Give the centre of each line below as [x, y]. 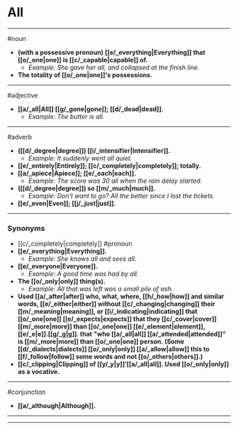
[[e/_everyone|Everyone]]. [57, 266]
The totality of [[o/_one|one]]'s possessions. [85, 74]
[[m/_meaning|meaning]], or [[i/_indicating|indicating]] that [107, 312]
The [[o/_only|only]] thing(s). [62, 281]
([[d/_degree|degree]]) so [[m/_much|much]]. [86, 188]
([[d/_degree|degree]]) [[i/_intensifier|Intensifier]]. [94, 150]
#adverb [20, 137]
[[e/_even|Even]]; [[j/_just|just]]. [67, 203]
